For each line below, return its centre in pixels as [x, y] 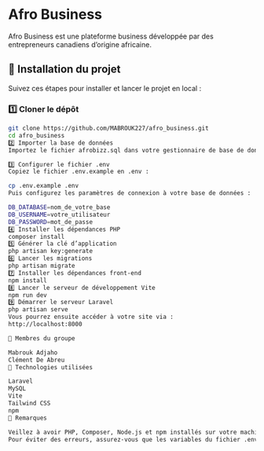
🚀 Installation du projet [64, 70]
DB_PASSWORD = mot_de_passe [50, 222]
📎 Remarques [27, 418]
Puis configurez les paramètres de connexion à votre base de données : [130, 193]
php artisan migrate [42, 266]
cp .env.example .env [44, 186]
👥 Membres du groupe [42, 338]
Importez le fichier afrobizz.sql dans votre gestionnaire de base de [126, 150]
